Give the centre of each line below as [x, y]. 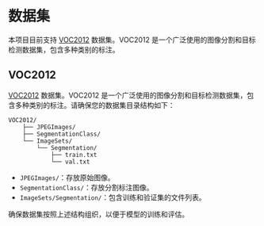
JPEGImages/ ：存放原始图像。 [67, 177]
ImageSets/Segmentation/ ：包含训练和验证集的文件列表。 [113, 197]
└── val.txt [70, 162]
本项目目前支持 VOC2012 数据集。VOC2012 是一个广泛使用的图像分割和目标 [132, 40]
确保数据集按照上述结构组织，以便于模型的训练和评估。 [98, 214]
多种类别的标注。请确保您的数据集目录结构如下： [95, 105]
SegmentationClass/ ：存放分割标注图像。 [86, 187]
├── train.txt [74, 155]
